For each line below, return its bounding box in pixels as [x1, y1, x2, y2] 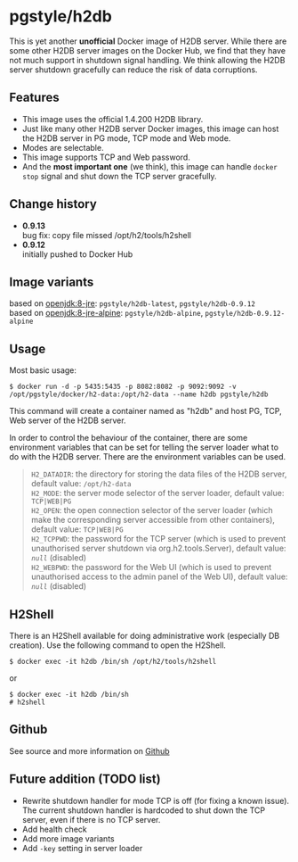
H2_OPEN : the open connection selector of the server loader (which [30, 505, 273, 516]
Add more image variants [21, 833, 115, 844]
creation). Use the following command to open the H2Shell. [9, 640, 227, 651]
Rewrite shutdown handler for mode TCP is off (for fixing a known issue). [21, 795, 290, 806]
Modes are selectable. [21, 142, 104, 153]
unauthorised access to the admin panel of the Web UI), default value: [30, 571, 288, 582]
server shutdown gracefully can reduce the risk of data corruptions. [9, 64, 258, 75]
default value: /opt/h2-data [30, 478, 132, 489]
